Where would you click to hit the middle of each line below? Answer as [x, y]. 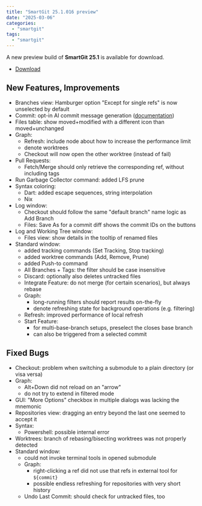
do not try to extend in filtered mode [69, 393]
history [42, 490]
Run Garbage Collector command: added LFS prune [80, 180]
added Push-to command [56, 263]
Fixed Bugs [28, 353]
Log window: [31, 205]
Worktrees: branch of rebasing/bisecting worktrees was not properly [100, 438]
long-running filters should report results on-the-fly [97, 302]
